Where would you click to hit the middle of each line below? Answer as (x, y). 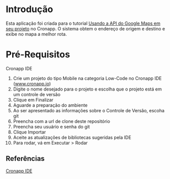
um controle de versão (37, 94)
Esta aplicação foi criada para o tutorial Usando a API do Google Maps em (83, 23)
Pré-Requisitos (38, 55)
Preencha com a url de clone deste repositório (62, 121)
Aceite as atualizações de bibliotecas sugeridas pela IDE (72, 137)
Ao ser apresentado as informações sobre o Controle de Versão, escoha (89, 110)
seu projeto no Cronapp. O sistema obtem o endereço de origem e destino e (86, 28)
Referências (25, 159)
